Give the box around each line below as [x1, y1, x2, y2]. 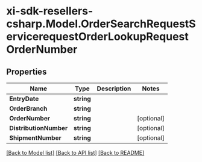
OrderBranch [9, 104, 48, 113]
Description [96, 84, 131, 93]
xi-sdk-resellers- [6, 4, 93, 18]
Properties [6, 66, 47, 76]
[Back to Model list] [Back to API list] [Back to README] [6, 149, 145, 156]
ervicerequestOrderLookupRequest [6, 30, 189, 43]
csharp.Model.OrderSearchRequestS [6, 17, 196, 31]
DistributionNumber [9, 124, 68, 132]
